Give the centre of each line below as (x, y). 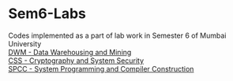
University (25, 43)
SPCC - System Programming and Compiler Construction (101, 68)
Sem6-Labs (47, 14)
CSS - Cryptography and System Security (76, 61)
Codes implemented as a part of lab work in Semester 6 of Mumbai (117, 35)
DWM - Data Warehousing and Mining (70, 52)
